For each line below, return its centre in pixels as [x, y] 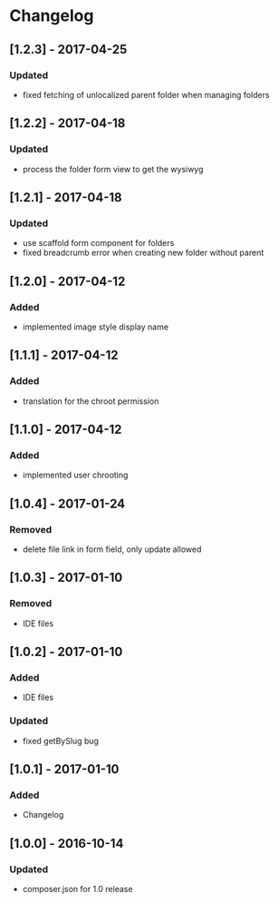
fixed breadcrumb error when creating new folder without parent [143, 253]
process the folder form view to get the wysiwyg [113, 169]
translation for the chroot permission [91, 401]
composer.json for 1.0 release [77, 889]
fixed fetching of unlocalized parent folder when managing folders [146, 94]
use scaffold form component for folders [98, 243]
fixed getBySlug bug [61, 741]
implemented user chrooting [75, 475]
